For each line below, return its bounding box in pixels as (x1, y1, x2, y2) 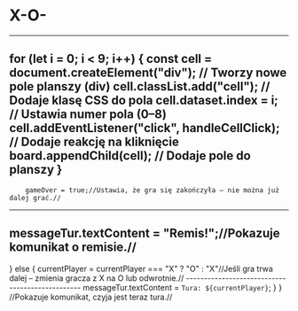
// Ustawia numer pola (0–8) (9, 107, 167, 122)
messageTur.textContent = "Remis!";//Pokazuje (9, 226, 280, 241)
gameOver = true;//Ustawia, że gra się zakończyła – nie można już (25, 185, 279, 195)
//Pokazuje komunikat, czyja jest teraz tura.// (9, 292, 173, 302)
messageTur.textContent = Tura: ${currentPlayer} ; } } (82, 282, 282, 292)
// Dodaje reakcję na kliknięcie (9, 135, 179, 150)
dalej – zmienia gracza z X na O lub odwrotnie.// (9, 272, 184, 284)
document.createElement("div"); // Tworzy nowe (9, 66, 287, 81)
